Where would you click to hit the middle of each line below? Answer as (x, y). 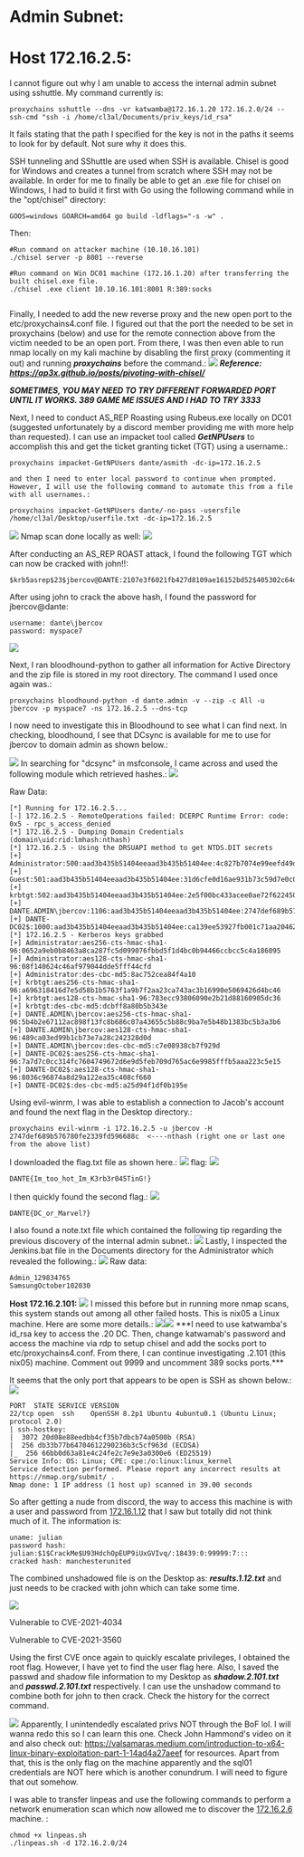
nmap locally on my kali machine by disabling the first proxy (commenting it (150, 353)
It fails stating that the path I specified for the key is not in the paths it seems (152, 134)
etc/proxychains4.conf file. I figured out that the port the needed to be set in (152, 324)
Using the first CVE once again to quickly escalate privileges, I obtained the (150, 1658)
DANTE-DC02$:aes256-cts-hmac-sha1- (93, 1054)
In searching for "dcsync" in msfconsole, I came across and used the (149, 763)
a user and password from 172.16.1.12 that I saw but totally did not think (141, 1512)
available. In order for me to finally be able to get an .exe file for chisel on (145, 181)
